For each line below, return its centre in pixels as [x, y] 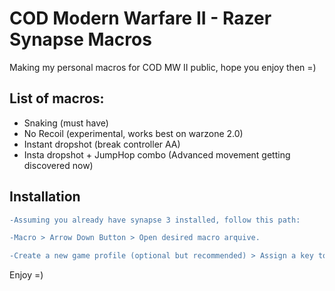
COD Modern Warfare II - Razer [140, 18]
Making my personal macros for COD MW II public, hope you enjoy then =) [163, 67]
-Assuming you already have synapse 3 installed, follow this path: [155, 220]
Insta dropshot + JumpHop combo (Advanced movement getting [157, 154]
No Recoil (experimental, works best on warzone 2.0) [133, 133]
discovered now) [58, 165]
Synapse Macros [80, 39]
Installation [45, 197]
